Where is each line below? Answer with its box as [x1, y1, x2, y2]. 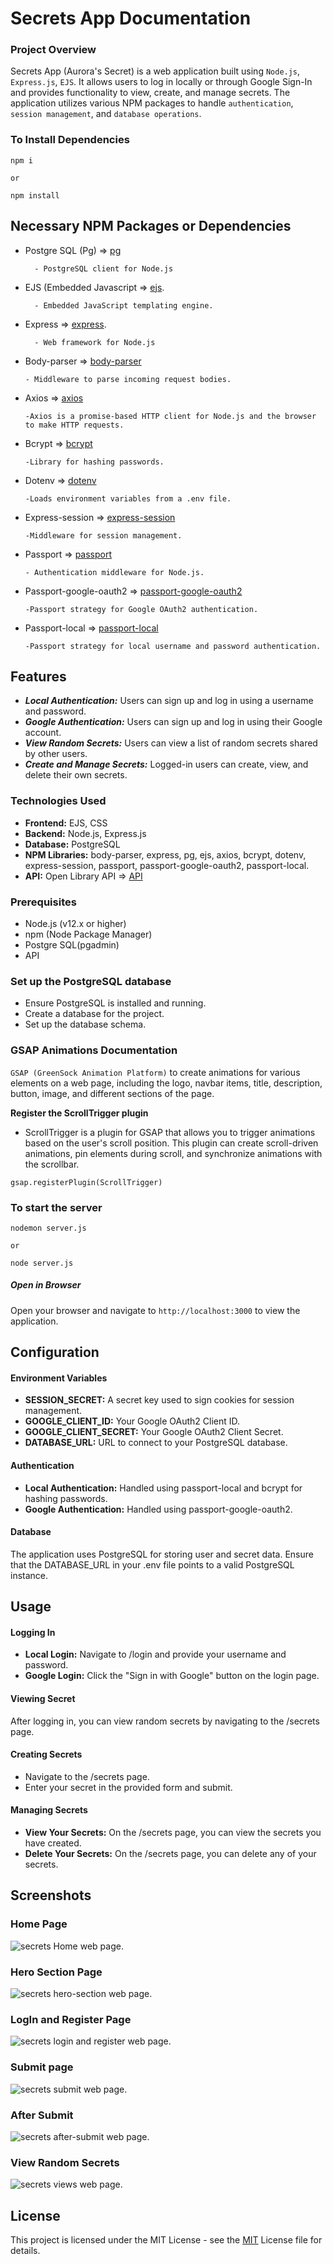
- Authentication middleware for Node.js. [24, 567, 205, 577]
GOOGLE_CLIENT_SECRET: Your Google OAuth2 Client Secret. [24, 1426, 284, 1438]
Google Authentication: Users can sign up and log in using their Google [24, 716, 323, 728]
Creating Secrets [10, 1748, 83, 1761]
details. [10, 2245, 41, 2257]
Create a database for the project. [24, 1008, 165, 1020]
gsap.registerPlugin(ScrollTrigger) [10, 1177, 163, 1187]
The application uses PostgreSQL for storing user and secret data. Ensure [10, 1548, 314, 1560]
